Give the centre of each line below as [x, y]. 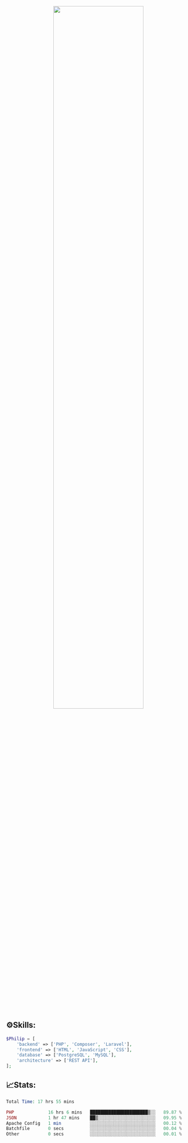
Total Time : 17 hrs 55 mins [40, 1102]
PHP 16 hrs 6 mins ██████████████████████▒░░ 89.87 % [94, 1112]
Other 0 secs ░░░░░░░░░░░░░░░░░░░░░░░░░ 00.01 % [94, 1134]
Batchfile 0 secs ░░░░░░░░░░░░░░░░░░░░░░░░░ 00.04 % [94, 1129]
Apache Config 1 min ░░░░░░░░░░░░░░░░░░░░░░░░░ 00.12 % [94, 1123]
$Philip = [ [20, 1039]
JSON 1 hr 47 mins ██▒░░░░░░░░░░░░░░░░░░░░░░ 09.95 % [94, 1118]
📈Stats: [21, 1085]
